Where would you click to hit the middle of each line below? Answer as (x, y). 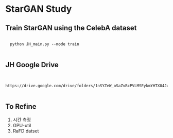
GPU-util (22, 125)
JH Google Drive (32, 65)
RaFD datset (26, 131)
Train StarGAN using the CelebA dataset (71, 28)
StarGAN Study (39, 9)
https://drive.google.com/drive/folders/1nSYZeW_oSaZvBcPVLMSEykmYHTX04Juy (88, 86)
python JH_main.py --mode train (45, 44)
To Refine (21, 106)
